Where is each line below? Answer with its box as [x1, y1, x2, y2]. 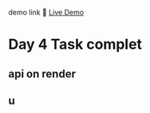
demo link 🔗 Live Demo [8, 8, 85, 17]
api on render [8, 67, 76, 80]
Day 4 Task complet [8, 36, 142, 53]
